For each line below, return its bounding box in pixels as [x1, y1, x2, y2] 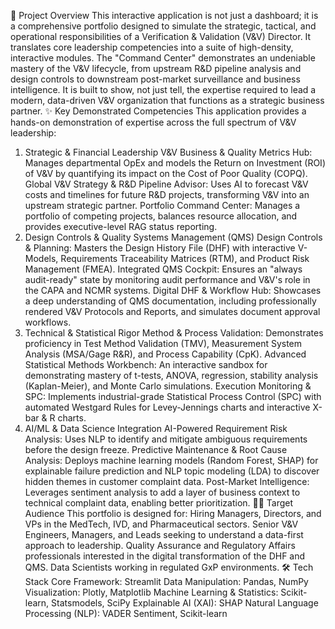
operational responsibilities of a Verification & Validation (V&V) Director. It [10, 31, 312, 42]
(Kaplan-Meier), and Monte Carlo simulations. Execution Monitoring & [24, 380, 312, 392]
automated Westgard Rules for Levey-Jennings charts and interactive [24, 401, 311, 413]
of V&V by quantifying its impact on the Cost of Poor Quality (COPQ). [24, 168, 308, 179]
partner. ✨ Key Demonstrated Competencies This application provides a [10, 105, 307, 117]
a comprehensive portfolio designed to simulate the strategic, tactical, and [10, 20, 317, 32]
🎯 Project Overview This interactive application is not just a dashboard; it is [10, 10, 319, 21]
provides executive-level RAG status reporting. [24, 221, 218, 232]
